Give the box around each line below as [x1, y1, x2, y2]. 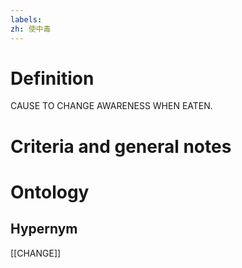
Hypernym [10, 221, 78, 238]
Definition [10, 67, 95, 90]
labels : [10, 14, 43, 25]
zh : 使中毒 [10, 24, 52, 34]
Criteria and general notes [10, 135, 232, 158]
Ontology [10, 181, 90, 203]
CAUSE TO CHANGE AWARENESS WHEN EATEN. [10, 100, 213, 112]
